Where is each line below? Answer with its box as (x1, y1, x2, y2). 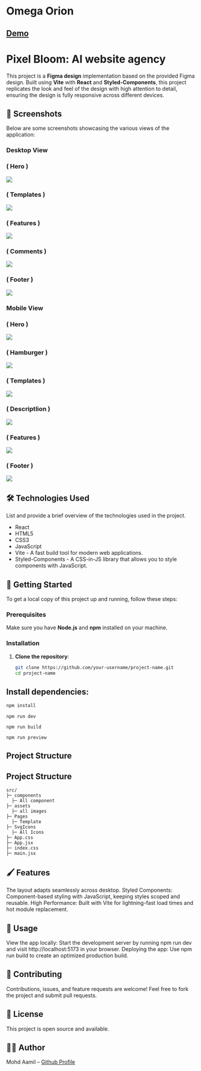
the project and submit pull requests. (6, 992, 97, 999)
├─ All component (11, 798, 55, 804)
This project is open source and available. (6, 1025, 110, 1032)
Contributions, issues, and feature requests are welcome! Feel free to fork (6, 985, 189, 992)
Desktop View (6, 146, 48, 155)
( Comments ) (6, 247, 47, 256)
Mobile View (6, 304, 44, 312)
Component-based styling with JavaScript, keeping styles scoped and (6, 893, 180, 900)
